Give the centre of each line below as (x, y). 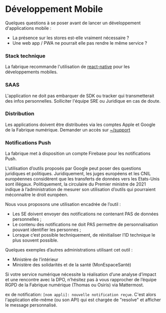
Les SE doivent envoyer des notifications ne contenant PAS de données (85, 214)
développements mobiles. (31, 72)
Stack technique (25, 56)
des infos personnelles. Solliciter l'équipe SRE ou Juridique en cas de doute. (83, 101)
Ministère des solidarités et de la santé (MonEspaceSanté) (72, 265)
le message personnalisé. (31, 305)
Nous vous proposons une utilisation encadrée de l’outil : (63, 204)
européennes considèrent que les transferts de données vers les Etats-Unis (83, 179)
